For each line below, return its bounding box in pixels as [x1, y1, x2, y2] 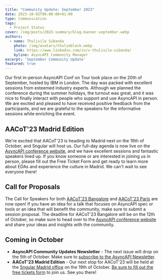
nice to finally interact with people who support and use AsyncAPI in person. [5, 95, 159, 101]
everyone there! [5, 169, 37, 175]
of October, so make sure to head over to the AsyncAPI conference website [5, 216, 157, 222]
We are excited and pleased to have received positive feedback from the [5, 101, 151, 106]
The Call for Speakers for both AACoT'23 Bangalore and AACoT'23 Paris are [5, 195, 158, 202]
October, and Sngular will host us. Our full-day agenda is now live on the [5, 143, 150, 149]
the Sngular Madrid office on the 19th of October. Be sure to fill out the [12, 264, 153, 270]
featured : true [5, 61, 36, 66]
